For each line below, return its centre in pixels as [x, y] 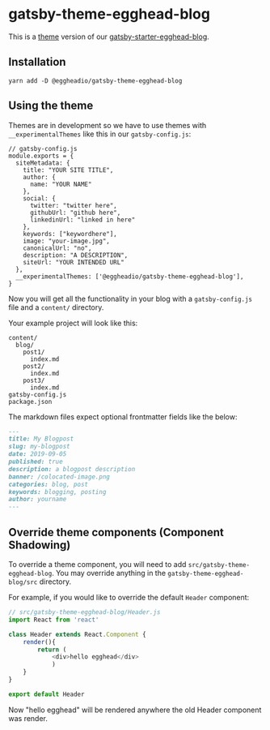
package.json [30, 401]
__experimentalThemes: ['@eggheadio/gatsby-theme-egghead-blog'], [130, 277]
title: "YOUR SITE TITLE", [68, 170]
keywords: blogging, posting [57, 492]
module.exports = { [41, 156]
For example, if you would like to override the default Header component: [129, 597]
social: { [40, 198]
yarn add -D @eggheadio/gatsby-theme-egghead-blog [95, 81]
